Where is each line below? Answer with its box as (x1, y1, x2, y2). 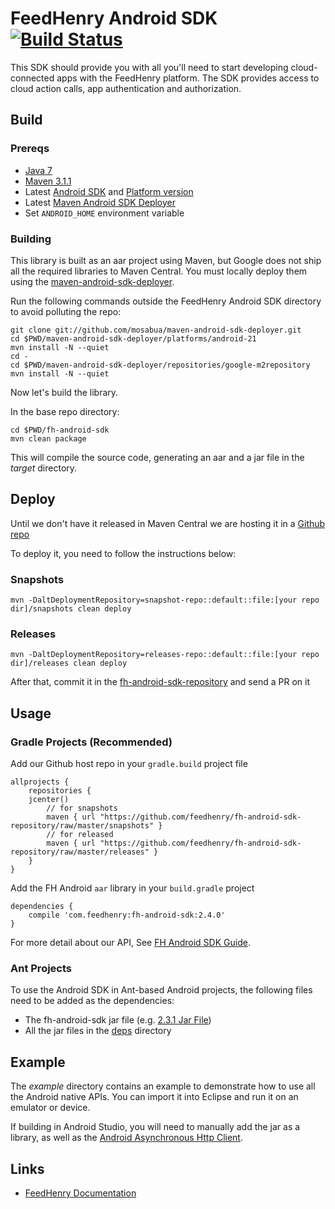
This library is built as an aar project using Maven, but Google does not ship (10, 254, 322, 266)
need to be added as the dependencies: (10, 995, 175, 1007)
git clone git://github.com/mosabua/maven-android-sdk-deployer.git (10, 325, 302, 335)
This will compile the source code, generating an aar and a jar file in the (10, 451, 305, 463)
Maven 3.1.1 (24, 175, 72, 187)
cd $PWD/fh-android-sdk (10, 425, 110, 435)
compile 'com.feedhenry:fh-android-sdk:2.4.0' (28, 910, 226, 921)
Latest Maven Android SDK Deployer (24, 196, 177, 208)
